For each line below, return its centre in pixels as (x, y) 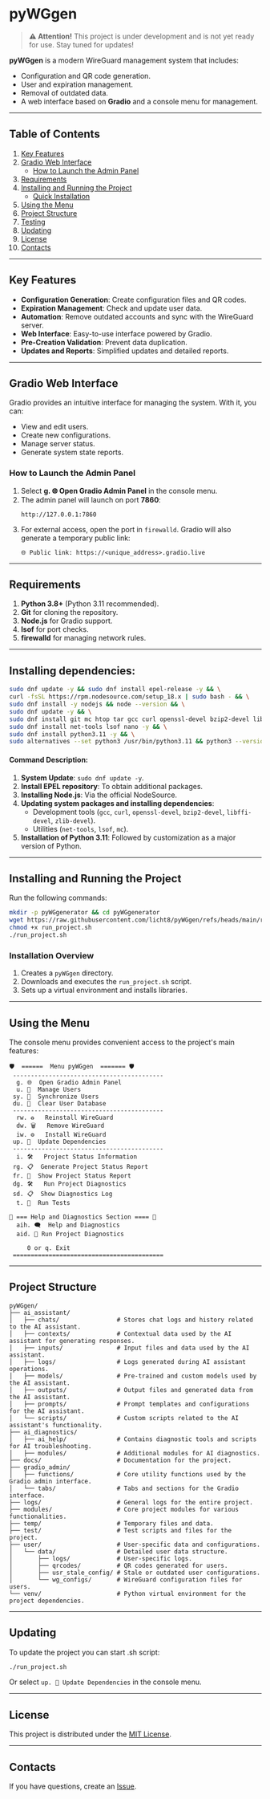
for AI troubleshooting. (50, 1446)
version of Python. (51, 846)
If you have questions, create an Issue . (73, 1786)
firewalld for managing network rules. (83, 638)
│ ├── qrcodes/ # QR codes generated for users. (119, 1565)
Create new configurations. (66, 435)
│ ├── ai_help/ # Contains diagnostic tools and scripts (133, 1439)
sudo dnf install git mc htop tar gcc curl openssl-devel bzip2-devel (129, 719)
